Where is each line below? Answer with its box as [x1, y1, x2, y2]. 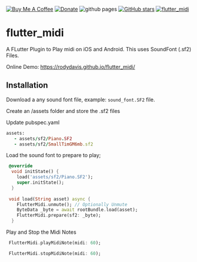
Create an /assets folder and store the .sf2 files [6, 107, 121, 114]
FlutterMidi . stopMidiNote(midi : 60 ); [8, 250, 101, 256]
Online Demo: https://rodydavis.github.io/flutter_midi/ [6, 63, 135, 70]
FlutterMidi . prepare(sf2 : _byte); [16, 213, 101, 218]
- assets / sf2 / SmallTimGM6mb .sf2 [14, 141, 94, 147]
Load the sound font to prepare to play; [6, 152, 101, 159]
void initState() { [11, 168, 59, 175]
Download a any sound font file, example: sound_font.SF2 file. [6, 96, 155, 103]
